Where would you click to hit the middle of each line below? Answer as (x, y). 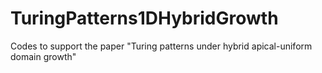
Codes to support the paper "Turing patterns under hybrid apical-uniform (161, 46)
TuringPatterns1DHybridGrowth (144, 18)
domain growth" (43, 56)
